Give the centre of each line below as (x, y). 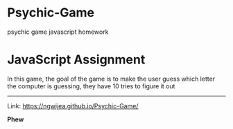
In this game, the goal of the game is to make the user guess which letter (111, 79)
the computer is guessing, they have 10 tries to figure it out (91, 86)
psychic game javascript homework (58, 32)
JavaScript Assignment (76, 60)
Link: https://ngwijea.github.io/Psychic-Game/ (73, 106)
